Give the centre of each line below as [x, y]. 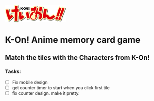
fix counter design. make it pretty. [46, 93]
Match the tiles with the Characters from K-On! [77, 58]
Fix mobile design [30, 82]
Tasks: [13, 71]
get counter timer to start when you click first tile [61, 87]
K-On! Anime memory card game [73, 40]
